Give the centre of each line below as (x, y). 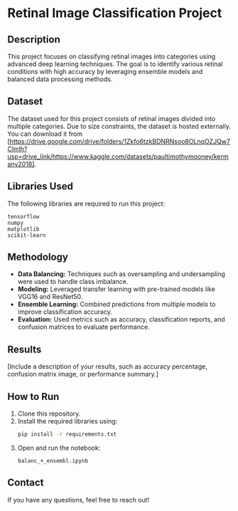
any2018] (21, 164)
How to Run (33, 396)
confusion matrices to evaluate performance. (84, 327)
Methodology (38, 257)
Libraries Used (40, 186)
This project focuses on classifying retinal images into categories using (112, 56)
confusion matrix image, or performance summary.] (83, 374)
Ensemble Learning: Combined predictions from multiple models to (117, 305)
